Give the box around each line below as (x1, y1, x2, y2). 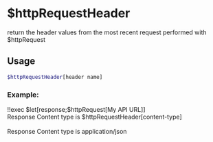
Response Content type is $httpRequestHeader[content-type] (7, 113, 182, 121)
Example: (7, 90, 39, 99)
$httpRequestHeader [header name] (7, 73, 103, 80)
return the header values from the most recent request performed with (7, 28, 208, 36)
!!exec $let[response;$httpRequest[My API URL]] (7, 105, 146, 113)
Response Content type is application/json (7, 127, 127, 135)
